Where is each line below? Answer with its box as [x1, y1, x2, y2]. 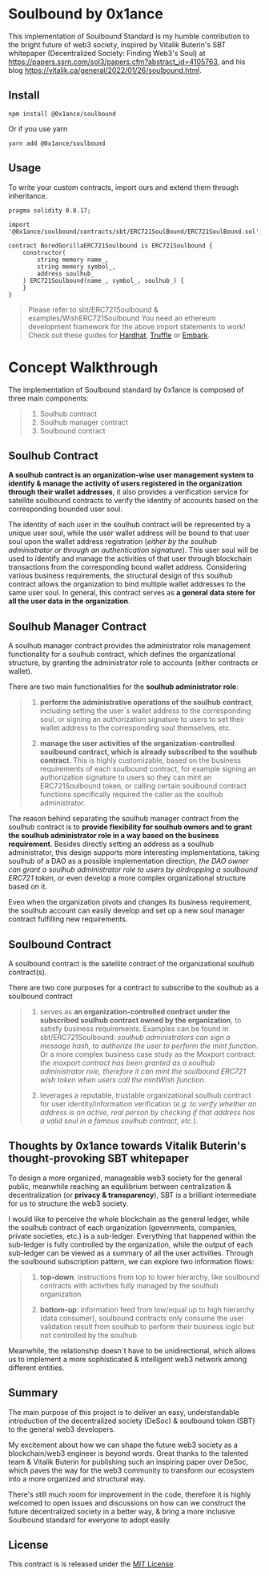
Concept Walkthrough [8, 358, 159, 377]
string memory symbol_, [37, 262, 116, 271]
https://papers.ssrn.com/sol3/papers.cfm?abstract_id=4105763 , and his [8, 57, 246, 67]
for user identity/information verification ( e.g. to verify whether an [39, 1098, 257, 1108]
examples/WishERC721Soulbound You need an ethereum [27, 313, 216, 323]
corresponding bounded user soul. [8, 504, 122, 514]
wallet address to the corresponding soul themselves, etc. [39, 723, 231, 733]
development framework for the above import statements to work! [27, 321, 246, 331]
